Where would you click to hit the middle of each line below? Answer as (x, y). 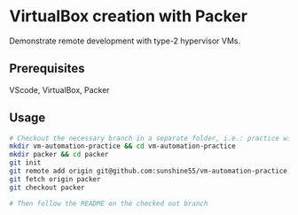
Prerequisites (47, 69)
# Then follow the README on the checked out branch (109, 203)
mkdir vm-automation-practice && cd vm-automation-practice (123, 146)
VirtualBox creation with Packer (129, 16)
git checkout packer (47, 188)
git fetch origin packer (55, 179)
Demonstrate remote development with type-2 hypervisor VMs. (125, 41)
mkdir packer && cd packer (59, 155)
